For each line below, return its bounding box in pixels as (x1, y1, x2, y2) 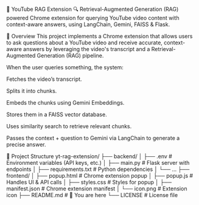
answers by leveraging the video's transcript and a (23, 46, 150, 52)
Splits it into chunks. (6, 88, 57, 94)
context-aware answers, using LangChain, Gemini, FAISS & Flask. (6, 21, 170, 28)
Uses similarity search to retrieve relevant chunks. (6, 123, 132, 130)
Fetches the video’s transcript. (6, 75, 82, 83)
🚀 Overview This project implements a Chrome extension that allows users (6, 33, 193, 40)
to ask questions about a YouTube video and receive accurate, (6, 39, 163, 46)
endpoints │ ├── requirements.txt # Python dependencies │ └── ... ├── (6, 165, 190, 173)
